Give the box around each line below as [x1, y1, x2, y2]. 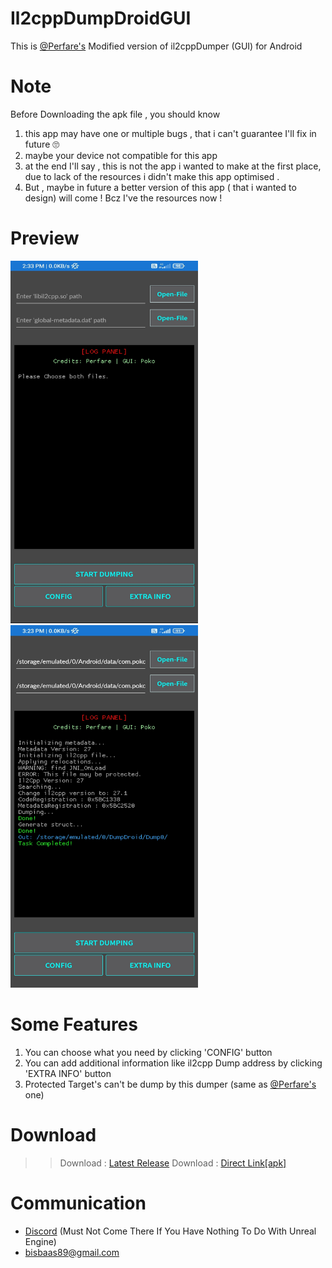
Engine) [24, 1235, 57, 1247]
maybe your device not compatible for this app [24, 149, 218, 161]
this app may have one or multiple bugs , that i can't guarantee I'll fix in [24, 127, 317, 139]
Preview [10, 227, 80, 250]
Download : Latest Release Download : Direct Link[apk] [59, 1157, 287, 1169]
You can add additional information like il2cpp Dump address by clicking [24, 1057, 323, 1069]
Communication [10, 1192, 147, 1214]
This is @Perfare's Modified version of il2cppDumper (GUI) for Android [10, 40, 303, 52]
